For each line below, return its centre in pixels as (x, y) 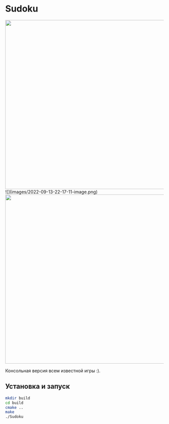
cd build (14, 403)
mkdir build (18, 398)
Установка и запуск (38, 387)
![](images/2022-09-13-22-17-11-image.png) (52, 192)
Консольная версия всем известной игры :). (53, 371)
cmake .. (14, 407)
